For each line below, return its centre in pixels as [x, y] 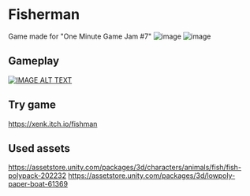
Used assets [39, 148]
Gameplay [34, 61]
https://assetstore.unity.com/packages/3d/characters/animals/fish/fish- [125, 168]
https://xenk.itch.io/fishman [53, 124]
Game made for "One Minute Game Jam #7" [80, 36]
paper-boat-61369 [38, 184]
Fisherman [44, 15]
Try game [32, 105]
